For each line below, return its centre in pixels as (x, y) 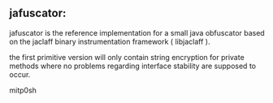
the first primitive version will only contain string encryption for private (127, 57)
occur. (20, 74)
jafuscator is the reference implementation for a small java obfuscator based (137, 32)
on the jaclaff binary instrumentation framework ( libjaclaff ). (110, 41)
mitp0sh (23, 90)
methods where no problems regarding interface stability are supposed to (133, 66)
